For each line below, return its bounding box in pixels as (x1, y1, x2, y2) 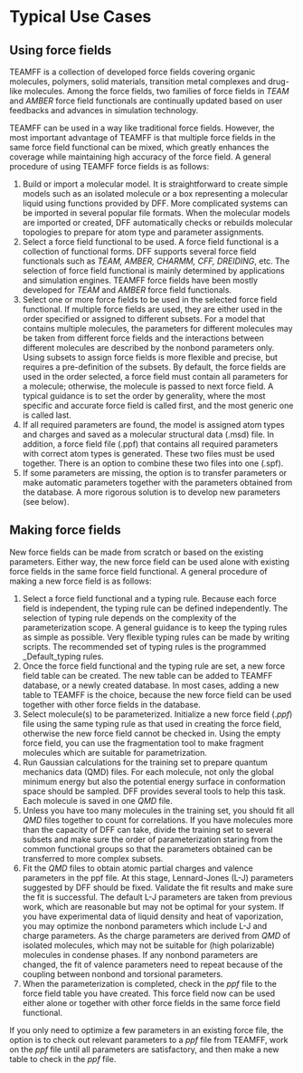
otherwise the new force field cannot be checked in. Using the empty (22, 728, 281, 739)
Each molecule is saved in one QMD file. (22, 795, 174, 806)
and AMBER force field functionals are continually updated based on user (9, 95, 283, 106)
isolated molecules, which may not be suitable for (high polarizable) (22, 940, 275, 951)
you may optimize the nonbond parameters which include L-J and (22, 920, 268, 931)
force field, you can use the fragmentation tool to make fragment (22, 737, 264, 749)
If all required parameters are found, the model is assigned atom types (22, 420, 285, 430)
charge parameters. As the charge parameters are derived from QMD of (22, 930, 291, 941)
